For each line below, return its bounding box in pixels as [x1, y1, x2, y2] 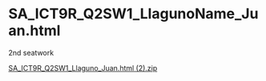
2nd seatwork [8, 48, 54, 57]
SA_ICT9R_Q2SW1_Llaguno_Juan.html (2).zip [8, 63, 158, 72]
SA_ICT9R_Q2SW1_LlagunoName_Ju [8, 5, 259, 23]
